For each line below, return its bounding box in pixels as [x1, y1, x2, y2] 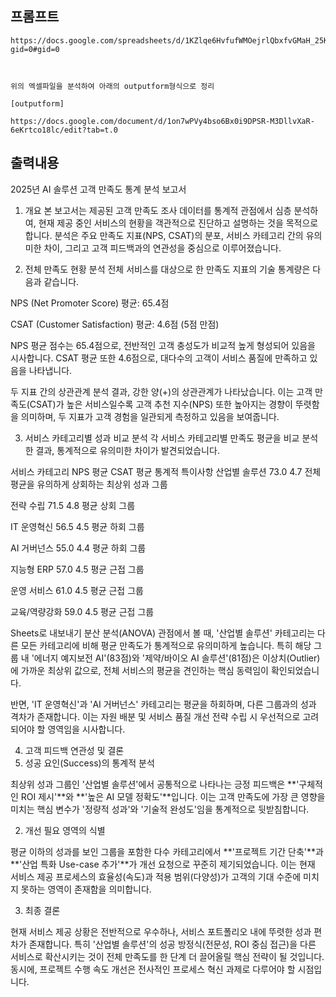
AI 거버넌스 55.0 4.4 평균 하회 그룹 [10, 542, 147, 554]
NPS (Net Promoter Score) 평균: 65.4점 [10, 297, 170, 309]
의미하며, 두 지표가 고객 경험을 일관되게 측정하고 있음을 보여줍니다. [20, 410, 280, 422]
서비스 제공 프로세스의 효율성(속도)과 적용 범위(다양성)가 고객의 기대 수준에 [10, 870, 302, 882]
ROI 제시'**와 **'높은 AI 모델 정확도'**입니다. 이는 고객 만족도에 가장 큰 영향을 [20, 790, 326, 802]
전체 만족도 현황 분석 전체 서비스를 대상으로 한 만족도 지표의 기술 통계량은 [24, 263, 311, 275]
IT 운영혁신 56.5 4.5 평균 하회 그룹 [10, 520, 145, 532]
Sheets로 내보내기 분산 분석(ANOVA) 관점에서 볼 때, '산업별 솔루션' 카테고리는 [10, 627, 316, 639]
